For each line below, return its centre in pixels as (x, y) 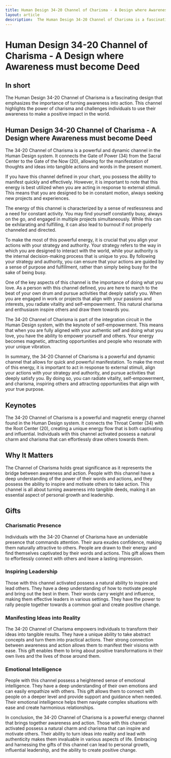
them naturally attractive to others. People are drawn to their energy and (81, 547)
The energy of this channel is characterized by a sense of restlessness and (84, 208)
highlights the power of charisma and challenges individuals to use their (81, 108)
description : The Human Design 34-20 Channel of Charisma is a (75, 19)
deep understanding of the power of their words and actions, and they (79, 478)
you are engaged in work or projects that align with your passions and (78, 299)
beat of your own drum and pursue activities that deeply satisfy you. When (83, 293)
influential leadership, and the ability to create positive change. (71, 750)
